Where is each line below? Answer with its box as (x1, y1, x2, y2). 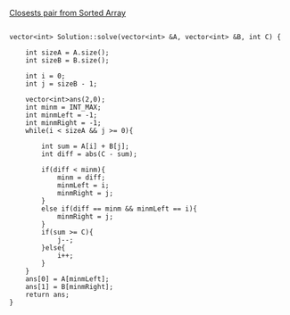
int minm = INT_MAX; (25, 103, 102, 112)
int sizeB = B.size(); (25, 56, 110, 65)
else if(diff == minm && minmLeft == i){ (41, 204, 198, 213)
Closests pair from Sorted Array (9, 8, 127, 18)
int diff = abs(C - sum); (41, 150, 138, 159)
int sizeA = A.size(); (25, 48, 110, 57)
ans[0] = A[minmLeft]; (25, 275, 110, 284)
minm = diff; (56, 173, 105, 182)
